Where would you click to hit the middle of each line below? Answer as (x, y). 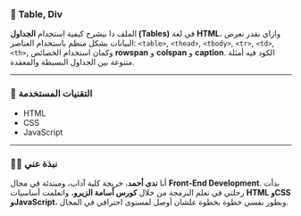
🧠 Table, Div (37, 14)
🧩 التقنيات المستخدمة (51, 94)
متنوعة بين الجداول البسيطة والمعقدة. (72, 62)
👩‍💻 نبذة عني (34, 163)
